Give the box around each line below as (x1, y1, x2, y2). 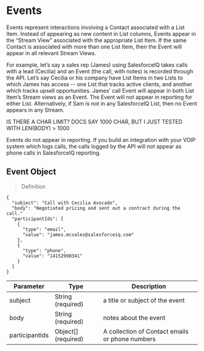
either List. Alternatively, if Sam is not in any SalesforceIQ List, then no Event (6, 99, 197, 107)
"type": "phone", (22, 247, 67, 253)
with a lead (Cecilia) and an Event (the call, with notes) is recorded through (6, 67, 193, 75)
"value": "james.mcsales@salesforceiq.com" (22, 232, 135, 238)
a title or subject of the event (103, 296, 185, 304)
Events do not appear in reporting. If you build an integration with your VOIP (6, 136, 196, 143)
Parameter (13, 282, 45, 290)
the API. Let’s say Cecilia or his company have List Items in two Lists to (6, 74, 183, 81)
